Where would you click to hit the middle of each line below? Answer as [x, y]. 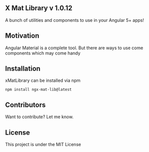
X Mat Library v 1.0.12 [39, 8]
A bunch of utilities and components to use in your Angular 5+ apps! [75, 20]
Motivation [22, 36]
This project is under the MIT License [43, 145]
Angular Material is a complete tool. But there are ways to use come [74, 48]
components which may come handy [43, 53]
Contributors [25, 105]
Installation [23, 69]
